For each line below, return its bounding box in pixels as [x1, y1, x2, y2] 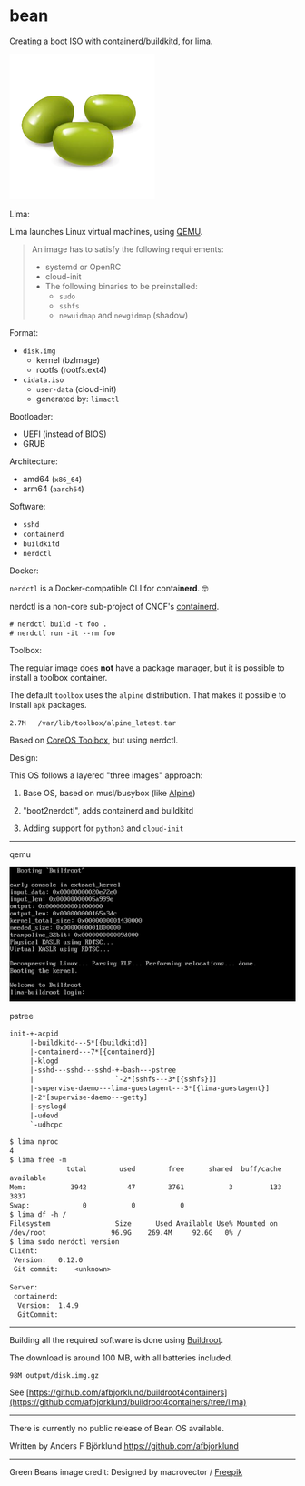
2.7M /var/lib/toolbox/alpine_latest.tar [9, 718, 177, 728]
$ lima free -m [9, 1156, 67, 1165]
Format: [9, 327, 39, 338]
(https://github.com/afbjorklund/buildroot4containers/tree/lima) [9, 1397, 247, 1408]
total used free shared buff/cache [66, 1165, 282, 1174]
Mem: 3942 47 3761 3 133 [9, 1183, 282, 1192]
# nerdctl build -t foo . [9, 620, 107, 629]
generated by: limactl [35, 393, 120, 404]
